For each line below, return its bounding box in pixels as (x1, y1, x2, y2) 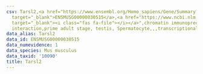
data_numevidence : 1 (6, 42, 59, 48)
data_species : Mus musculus (6, 48, 77, 54)
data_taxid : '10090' (6, 53, 59, 59)
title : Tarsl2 (6, 58, 42, 64)
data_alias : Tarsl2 (6, 31, 56, 37)
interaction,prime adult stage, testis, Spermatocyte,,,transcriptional (11, 25, 199, 32)
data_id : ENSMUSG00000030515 (6, 36, 80, 42)
